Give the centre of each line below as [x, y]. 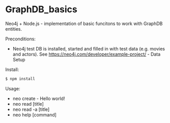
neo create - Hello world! [39, 99]
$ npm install [20, 79]
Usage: [13, 88]
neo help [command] [35, 115]
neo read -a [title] [31, 109]
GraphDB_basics [41, 9]
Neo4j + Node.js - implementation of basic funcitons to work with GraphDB [84, 23]
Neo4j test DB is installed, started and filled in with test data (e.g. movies [89, 48]
